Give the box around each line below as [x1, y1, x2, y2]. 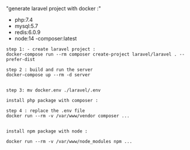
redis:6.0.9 [14, 29, 41, 36]
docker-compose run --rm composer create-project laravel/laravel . [6, 52, 177, 57]
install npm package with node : [6, 128, 88, 134]
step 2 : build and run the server [6, 67, 93, 73]
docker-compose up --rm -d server [6, 72, 91, 78]
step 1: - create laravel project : [6, 46, 96, 52]
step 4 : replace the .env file [6, 108, 85, 114]
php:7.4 [14, 16, 33, 23]
